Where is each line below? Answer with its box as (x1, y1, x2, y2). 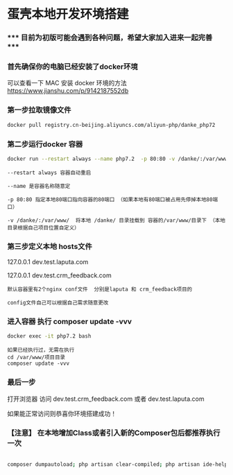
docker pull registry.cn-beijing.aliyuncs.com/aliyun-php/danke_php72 (7, 121, 216, 128)
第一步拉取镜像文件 (7, 105, 71, 115)
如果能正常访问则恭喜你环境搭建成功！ (7, 409, 116, 417)
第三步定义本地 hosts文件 (7, 241, 92, 251)
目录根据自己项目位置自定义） (7, 224, 80, 231)
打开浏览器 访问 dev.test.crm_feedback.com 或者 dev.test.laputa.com (7, 395, 205, 403)
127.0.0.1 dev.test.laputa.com (7, 258, 89, 266)
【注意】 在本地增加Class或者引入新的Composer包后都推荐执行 (7, 428, 221, 438)
